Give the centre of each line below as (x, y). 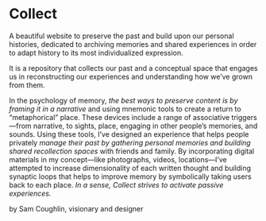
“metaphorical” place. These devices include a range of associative (120, 117)
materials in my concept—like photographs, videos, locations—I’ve (118, 159)
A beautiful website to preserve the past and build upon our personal (121, 36)
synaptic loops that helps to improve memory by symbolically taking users (131, 176)
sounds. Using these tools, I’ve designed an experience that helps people (129, 134)
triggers (244, 117)
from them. (27, 85)
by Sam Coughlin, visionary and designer (76, 208)
